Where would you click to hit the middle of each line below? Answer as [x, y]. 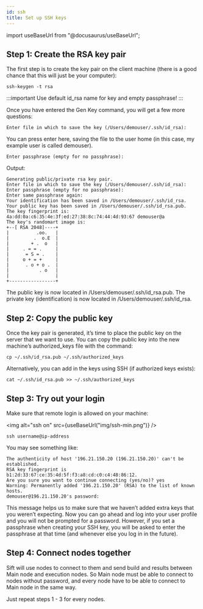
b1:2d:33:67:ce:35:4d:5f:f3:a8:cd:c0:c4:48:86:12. [72, 475]
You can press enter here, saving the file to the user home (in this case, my [101, 139]
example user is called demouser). [50, 146]
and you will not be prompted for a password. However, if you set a [91, 520]
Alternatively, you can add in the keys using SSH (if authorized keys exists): [101, 368]
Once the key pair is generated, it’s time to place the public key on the [94, 333]
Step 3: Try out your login [55, 398]
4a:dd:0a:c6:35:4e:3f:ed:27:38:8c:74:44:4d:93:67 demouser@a [86, 217]
